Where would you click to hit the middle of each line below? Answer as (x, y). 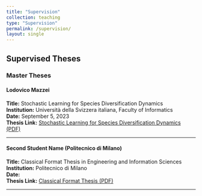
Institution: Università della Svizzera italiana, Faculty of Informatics (90, 109)
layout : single (25, 34)
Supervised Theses (44, 59)
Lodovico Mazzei (28, 90)
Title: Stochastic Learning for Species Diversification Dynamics (85, 103)
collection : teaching (33, 17)
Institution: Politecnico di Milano (47, 168)
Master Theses (29, 76)
